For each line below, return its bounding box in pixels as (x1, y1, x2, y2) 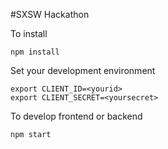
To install (10, 28, 48, 39)
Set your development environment (10, 65, 156, 76)
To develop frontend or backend (10, 110, 143, 122)
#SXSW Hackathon (10, 9, 90, 20)
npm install (10, 47, 60, 57)
